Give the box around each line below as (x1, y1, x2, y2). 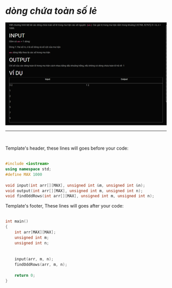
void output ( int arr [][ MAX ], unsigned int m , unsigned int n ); (5, 188, 143, 193)
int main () (5, 219, 29, 224)
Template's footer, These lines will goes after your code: (5, 203, 124, 209)
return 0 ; (14, 273, 36, 278)
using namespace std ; (5, 167, 52, 172)
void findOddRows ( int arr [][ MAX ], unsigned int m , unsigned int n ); (5, 194, 155, 199)
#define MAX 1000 (5, 172, 42, 177)
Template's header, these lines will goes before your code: (5, 145, 129, 151)
